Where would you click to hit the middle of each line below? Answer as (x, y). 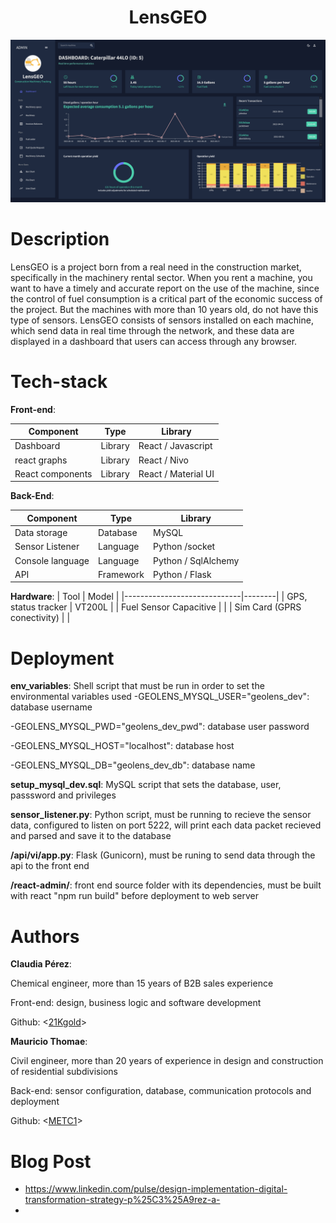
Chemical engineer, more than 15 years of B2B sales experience (142, 983)
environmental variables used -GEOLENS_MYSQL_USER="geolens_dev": (160, 697)
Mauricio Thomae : (49, 1042)
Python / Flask (182, 574)
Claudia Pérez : (41, 964)
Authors (45, 936)
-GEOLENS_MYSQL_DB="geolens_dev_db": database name (133, 765)
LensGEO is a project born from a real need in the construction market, (156, 267)
